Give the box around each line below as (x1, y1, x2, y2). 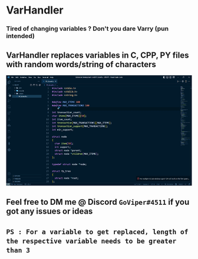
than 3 (6, 245, 31, 254)
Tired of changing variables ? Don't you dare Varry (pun (6, 25, 169, 33)
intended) (6, 32, 35, 40)
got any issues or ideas (6, 207, 93, 217)
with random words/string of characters (6, 59, 156, 69)
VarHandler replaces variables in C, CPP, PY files (6, 50, 189, 60)
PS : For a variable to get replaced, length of (6, 227, 189, 236)
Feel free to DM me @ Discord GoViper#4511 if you (6, 197, 190, 207)
